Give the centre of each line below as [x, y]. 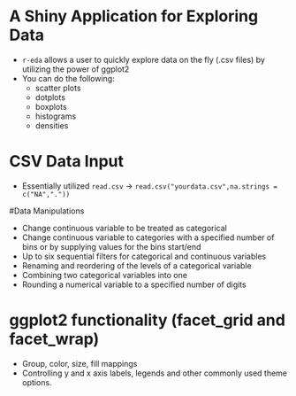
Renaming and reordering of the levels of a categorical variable [137, 265]
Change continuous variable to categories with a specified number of [148, 237]
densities [52, 125]
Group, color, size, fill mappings [80, 363]
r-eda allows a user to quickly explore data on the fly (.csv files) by [143, 59]
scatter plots [58, 88]
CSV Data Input [66, 162]
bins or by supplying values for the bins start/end [111, 246]
